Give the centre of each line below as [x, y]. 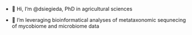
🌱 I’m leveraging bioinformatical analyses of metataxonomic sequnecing [99, 20]
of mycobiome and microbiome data [55, 26]
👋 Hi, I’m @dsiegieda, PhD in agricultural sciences [72, 9]
